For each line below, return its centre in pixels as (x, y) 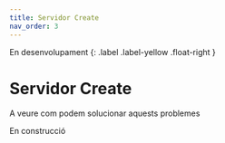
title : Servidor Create (54, 18)
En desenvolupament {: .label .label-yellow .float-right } (112, 52)
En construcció (38, 131)
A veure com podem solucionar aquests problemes (105, 113)
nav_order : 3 (34, 26)
